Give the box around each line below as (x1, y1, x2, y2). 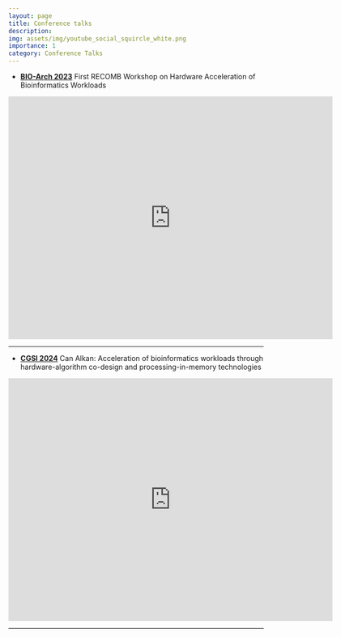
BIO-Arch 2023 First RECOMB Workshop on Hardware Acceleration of (19, 72, 256, 81)
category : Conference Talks (8, 49, 104, 57)
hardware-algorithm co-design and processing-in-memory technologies (19, 362, 262, 372)
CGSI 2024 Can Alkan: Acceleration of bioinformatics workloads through (19, 354, 264, 363)
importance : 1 (8, 42, 57, 50)
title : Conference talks (8, 19, 92, 28)
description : (8, 27, 53, 35)
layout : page (8, 11, 53, 20)
